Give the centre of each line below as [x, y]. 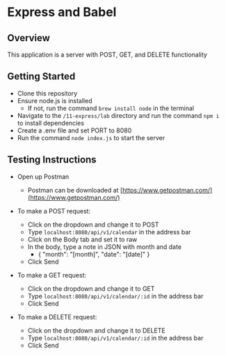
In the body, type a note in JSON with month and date [105, 247]
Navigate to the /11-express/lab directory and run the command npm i [118, 115]
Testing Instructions [52, 160]
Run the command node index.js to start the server [91, 137]
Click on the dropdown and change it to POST [93, 225]
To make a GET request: [52, 275]
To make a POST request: [54, 211]
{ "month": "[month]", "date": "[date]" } [94, 254]
